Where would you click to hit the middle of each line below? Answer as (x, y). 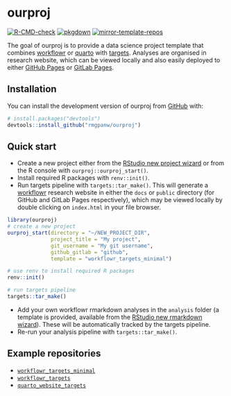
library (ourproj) (32, 220)
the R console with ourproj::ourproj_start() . (83, 170)
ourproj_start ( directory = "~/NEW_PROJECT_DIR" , (79, 233)
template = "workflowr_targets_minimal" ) (111, 259)
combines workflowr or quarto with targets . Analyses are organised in (107, 53)
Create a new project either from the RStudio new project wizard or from (121, 163)
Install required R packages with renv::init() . (84, 178)
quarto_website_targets (52, 386)
